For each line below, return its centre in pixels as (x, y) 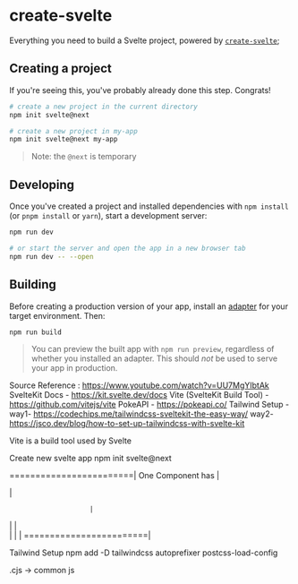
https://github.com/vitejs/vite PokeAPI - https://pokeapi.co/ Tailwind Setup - (149, 405)
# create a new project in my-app (74, 131)
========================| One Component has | (115, 476)
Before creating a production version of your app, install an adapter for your (149, 306)
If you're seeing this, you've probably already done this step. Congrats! (140, 90)
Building (33, 284)
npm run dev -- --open (51, 256)
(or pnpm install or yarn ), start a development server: (108, 216)
